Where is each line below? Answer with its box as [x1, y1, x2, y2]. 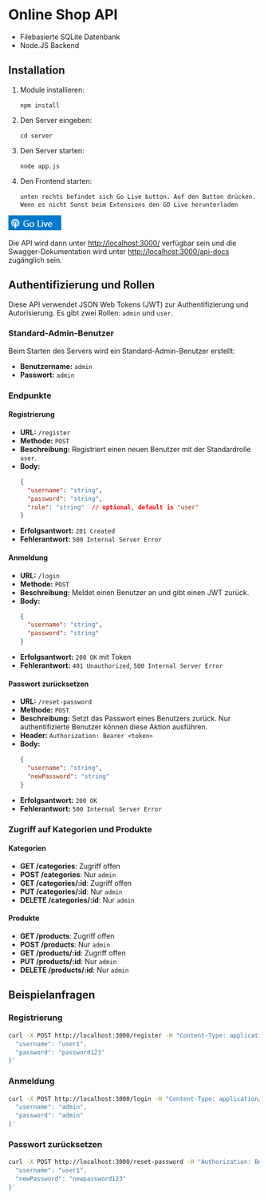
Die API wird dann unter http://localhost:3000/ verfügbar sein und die [8, 238, 237, 248]
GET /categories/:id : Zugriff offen [19, 878, 132, 887]
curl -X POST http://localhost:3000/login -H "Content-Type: [8, 1094, 216, 1103]
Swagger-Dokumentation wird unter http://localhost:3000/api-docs [8, 246, 230, 256]
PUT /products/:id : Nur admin [19, 957, 117, 967]
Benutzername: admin [19, 361, 93, 371]
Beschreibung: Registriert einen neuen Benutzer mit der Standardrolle [19, 444, 251, 454]
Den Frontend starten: [19, 176, 93, 185]
